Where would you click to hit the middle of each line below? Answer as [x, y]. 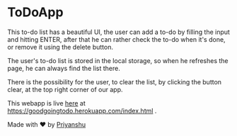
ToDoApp [35, 12]
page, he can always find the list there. [64, 68]
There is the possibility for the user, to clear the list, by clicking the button [114, 81]
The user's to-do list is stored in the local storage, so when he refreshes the [118, 60]
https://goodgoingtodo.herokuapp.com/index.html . [82, 110]
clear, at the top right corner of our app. [65, 89]
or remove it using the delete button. [60, 47]
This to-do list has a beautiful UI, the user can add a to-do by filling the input [118, 32]
